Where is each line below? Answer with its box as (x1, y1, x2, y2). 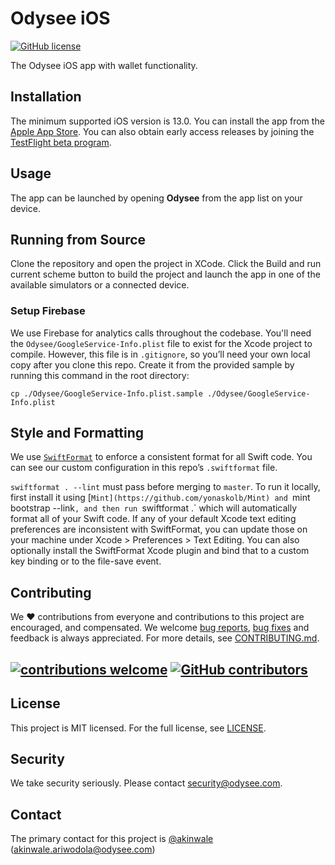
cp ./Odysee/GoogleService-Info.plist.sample (10, 388, 203, 399)
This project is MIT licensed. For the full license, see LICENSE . (10, 722, 267, 734)
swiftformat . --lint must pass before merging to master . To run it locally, (10, 481, 321, 493)
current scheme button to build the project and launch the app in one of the (10, 268, 321, 281)
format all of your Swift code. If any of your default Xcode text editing (10, 513, 297, 525)
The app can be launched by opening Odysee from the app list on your (10, 192, 303, 204)
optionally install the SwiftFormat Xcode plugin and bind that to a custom (10, 545, 310, 557)
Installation (10, 88, 82, 106)
